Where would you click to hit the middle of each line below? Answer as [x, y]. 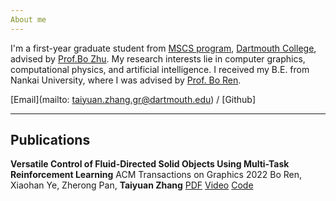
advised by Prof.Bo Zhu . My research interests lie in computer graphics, [158, 58]
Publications [50, 140]
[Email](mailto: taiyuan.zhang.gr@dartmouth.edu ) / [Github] [133, 99]
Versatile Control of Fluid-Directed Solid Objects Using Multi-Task [150, 164]
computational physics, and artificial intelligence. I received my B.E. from [160, 69]
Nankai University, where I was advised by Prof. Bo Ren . [126, 80]
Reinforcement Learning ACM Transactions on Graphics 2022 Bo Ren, [156, 175]
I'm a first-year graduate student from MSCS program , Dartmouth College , [163, 48]
